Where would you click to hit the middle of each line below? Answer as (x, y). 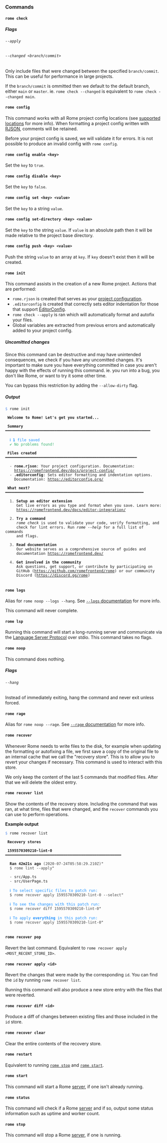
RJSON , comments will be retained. (42, 129)
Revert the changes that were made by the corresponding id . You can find (82, 975)
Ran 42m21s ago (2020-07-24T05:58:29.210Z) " (57, 864)
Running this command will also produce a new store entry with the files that (84, 990)
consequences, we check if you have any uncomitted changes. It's (74, 360)
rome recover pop (23, 937)
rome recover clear (25, 1033)
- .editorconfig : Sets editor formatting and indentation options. (81, 475)
